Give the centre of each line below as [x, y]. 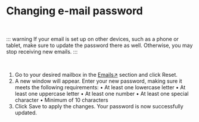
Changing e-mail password [74, 11]
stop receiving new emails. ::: [42, 51]
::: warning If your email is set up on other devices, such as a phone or [92, 39]
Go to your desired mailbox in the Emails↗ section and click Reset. [96, 74]
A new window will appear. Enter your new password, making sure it [99, 81]
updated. [26, 112]
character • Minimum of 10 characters [61, 100]
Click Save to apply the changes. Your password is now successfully [99, 106]
